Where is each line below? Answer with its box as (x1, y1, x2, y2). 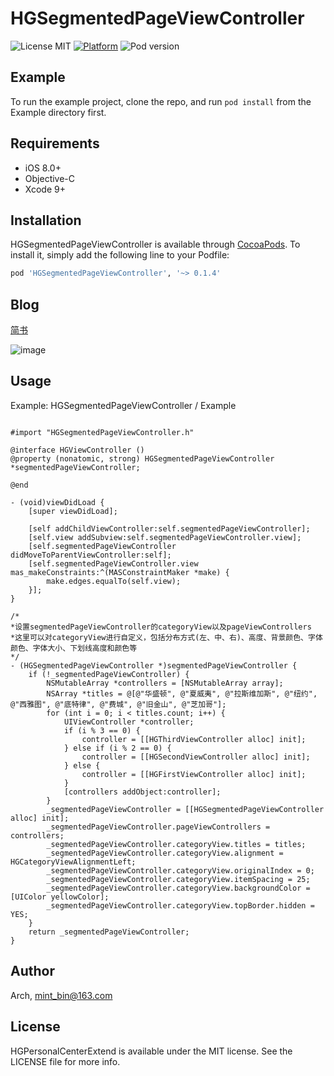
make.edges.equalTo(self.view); (46, 576, 182, 586)
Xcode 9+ (24, 183, 66, 195)
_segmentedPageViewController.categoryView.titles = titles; (46, 839, 307, 849)
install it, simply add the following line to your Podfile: (10, 249, 230, 261)
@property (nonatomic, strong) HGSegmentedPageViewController (10, 453, 275, 464)
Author (10, 963, 55, 980)
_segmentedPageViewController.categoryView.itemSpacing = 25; (46, 874, 311, 884)
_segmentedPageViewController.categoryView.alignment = (46, 848, 284, 858)
